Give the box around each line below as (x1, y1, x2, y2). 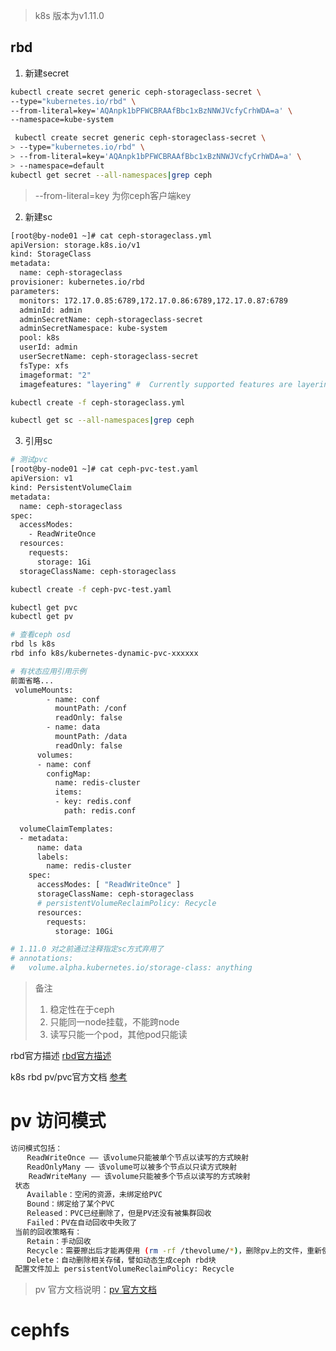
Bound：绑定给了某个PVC (26, 1199, 115, 1209)
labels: (36, 852, 70, 862)
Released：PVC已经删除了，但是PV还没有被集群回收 (26, 1209, 212, 1219)
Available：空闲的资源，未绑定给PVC (26, 1190, 163, 1200)
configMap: (46, 769, 92, 779)
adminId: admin (19, 305, 83, 315)
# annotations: (10, 954, 74, 964)
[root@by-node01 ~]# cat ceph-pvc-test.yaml (10, 464, 199, 474)
